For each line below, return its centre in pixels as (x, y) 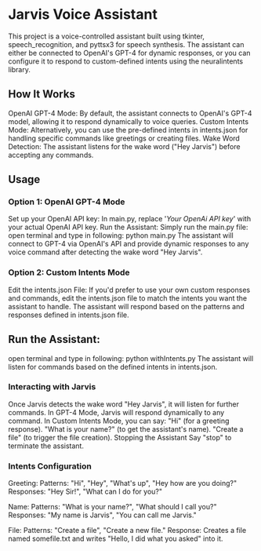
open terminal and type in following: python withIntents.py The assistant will (131, 358)
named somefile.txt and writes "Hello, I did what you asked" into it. (116, 538)
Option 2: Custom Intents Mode (69, 272)
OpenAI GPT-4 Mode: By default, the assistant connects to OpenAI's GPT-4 (130, 113)
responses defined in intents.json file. (69, 315)
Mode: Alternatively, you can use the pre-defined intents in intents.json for (128, 130)
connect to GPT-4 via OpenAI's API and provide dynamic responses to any (129, 244)
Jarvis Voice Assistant (83, 15)
